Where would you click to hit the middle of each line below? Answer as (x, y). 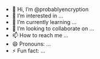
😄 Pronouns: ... (32, 44)
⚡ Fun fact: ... (28, 51)
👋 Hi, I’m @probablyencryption (50, 9)
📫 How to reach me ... (40, 35)
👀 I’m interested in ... (38, 16)
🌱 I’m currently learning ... (44, 22)
